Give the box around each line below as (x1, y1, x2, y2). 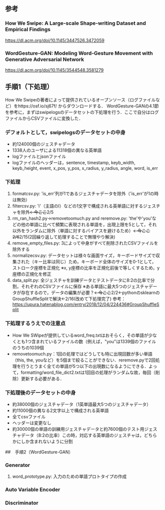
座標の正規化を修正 (12, 271, 52, 277)
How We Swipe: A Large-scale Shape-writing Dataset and (5, 20, 146, 27)
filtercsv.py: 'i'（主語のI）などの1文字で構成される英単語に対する (12, 203, 143, 209)
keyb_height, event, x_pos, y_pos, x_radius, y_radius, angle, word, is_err (12, 165, 158, 171)
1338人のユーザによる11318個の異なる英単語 (12, 148, 102, 153)
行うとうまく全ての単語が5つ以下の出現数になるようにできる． (21, 363, 149, 369)
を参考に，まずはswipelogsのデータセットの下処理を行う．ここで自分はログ (5, 109, 159, 115)
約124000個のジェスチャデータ (12, 141, 75, 147)
